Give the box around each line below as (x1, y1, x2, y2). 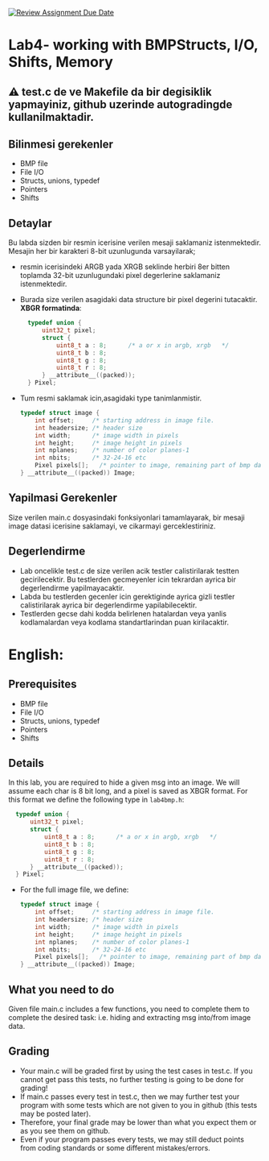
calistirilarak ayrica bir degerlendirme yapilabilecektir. (19, 600, 198, 610)
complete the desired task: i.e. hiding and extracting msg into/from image (8, 1012, 251, 1022)
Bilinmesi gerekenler (8, 137, 114, 151)
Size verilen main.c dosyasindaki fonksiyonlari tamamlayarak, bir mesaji (8, 512, 245, 522)
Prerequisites (8, 678, 77, 691)
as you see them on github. (19, 1126, 111, 1135)
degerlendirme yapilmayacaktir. (19, 583, 125, 592)
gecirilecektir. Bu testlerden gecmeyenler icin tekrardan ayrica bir (19, 574, 237, 584)
